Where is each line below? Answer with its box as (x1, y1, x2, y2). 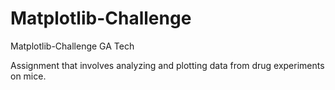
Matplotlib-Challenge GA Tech (10, 40, 135, 52)
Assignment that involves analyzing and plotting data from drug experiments (10, 59, 325, 71)
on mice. (10, 70, 47, 82)
